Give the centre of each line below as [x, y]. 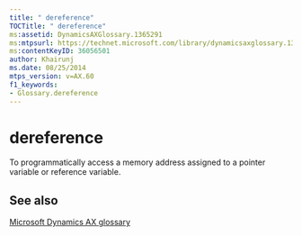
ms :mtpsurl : [31, 43]
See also [34, 200]
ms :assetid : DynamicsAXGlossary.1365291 [86, 34]
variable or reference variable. [65, 172]
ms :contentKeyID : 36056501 [60, 51]
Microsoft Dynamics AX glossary [70, 222]
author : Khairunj [42, 59]
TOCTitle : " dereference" [58, 26]
